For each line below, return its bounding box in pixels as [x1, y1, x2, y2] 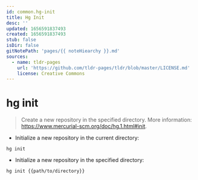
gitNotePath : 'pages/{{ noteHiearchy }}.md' [6, 48, 120, 54]
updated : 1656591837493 [6, 25, 66, 32]
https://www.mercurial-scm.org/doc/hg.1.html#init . [21, 123, 147, 130]
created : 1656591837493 [6, 31, 66, 37]
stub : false [6, 37, 36, 43]
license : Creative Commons [17, 70, 85, 76]
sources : [6, 54, 28, 60]
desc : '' [6, 20, 28, 26]
